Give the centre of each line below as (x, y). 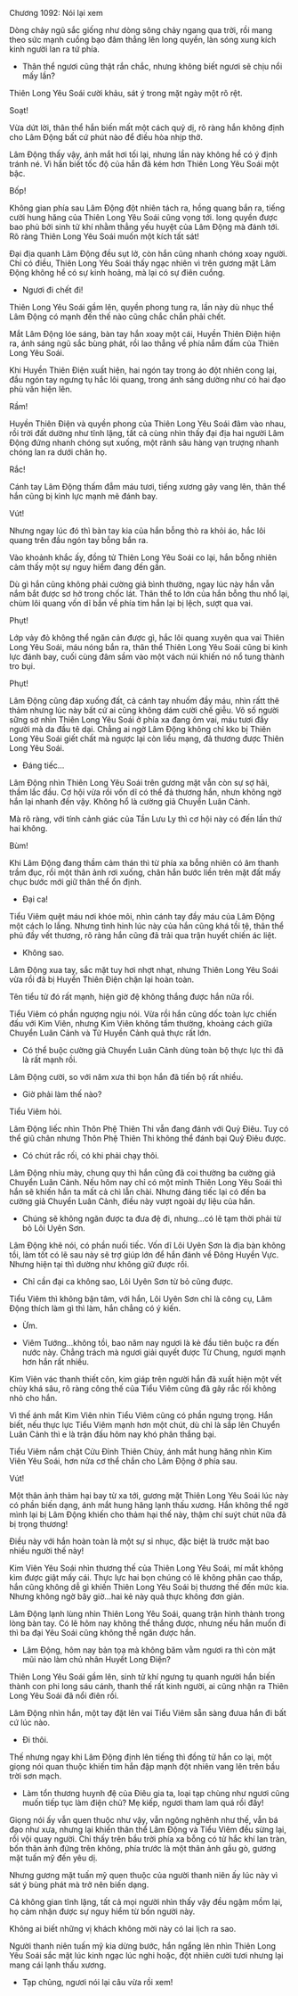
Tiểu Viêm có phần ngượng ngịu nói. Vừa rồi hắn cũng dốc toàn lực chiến (143, 1014)
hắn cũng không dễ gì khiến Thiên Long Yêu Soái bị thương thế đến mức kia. (149, 1587)
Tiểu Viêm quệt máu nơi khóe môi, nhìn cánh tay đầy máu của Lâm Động (142, 916)
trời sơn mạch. (36, 1776)
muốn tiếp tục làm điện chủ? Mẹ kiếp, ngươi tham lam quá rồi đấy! (143, 1802)
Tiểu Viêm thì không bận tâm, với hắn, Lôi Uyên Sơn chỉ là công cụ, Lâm (141, 1299)
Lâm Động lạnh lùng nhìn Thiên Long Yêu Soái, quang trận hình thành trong (147, 1614)
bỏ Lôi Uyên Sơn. (54, 1228)
